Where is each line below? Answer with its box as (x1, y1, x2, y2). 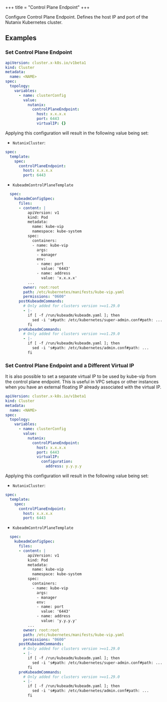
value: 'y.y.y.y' (41, 618, 78, 624)
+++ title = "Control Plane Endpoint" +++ (5, 5, 90, 10)
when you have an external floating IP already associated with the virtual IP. (5, 384, 161, 390)
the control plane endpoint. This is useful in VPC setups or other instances (5, 379, 159, 385)
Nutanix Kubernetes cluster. (5, 20, 63, 25)
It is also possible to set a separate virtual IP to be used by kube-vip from (5, 373, 156, 379)
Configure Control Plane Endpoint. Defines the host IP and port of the (5, 14, 148, 20)
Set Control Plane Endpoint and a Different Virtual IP (5, 362, 134, 369)
